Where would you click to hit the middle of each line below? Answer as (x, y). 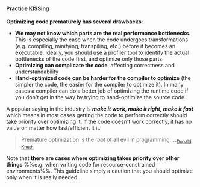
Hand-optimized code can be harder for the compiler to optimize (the (103, 78)
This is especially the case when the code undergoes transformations (102, 40)
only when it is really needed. (43, 177)
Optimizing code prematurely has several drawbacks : (75, 22)
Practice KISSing (28, 8)
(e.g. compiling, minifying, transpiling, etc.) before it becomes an (95, 46)
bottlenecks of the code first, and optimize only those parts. (89, 59)
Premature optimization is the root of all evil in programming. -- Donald (106, 140)
